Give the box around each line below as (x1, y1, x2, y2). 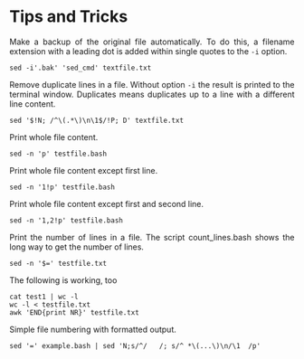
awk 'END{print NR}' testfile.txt (9, 307, 140, 317)
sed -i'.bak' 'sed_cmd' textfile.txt (9, 63, 152, 72)
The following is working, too (9, 274, 118, 286)
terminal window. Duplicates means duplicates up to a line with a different (9, 89, 295, 99)
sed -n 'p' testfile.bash (9, 149, 107, 158)
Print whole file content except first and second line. (9, 198, 204, 209)
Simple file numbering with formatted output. (9, 324, 176, 335)
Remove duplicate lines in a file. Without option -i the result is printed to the (9, 79, 295, 90)
